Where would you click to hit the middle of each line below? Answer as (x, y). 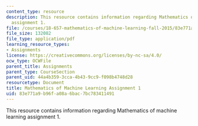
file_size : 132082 (29, 34)
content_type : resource (35, 11)
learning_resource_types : (38, 45)
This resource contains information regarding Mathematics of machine (92, 110)
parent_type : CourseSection (41, 72)
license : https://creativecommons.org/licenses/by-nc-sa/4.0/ (84, 55)
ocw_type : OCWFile (29, 61)
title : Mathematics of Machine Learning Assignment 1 (74, 88)
